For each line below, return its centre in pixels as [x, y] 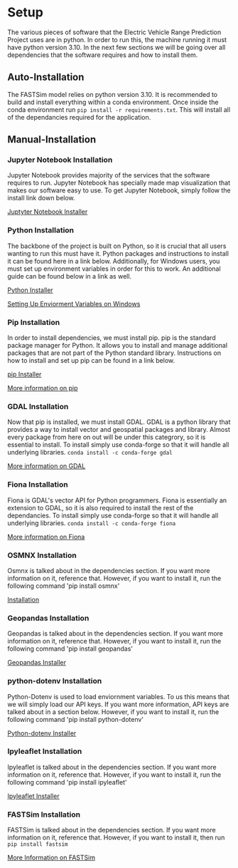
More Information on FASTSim [52, 858]
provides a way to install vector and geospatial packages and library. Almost [119, 430]
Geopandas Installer [37, 663]
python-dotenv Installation [55, 681]
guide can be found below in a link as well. [70, 276]
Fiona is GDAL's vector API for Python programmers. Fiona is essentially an [117, 500]
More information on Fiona [46, 537]
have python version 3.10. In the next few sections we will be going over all [117, 47]
